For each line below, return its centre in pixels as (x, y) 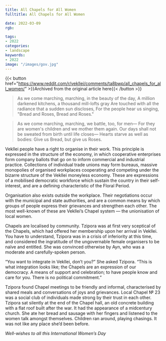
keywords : (15, 55)
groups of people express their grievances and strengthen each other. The (81, 206)
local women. (19, 216)
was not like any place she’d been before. (47, 324)
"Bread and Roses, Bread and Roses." (55, 114)
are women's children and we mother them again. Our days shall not (87, 129)
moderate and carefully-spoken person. (46, 252)
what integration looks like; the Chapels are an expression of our (71, 267)
